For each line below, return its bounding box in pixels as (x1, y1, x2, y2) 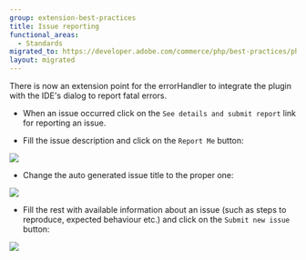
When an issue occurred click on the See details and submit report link (22, 108, 296, 118)
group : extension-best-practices (9, 13, 137, 23)
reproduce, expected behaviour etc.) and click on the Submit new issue (22, 215, 290, 225)
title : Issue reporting (9, 22, 100, 31)
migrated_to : (9, 47, 59, 56)
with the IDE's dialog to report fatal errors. (9, 90, 167, 101)
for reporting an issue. (22, 117, 107, 128)
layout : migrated (9, 55, 76, 65)
